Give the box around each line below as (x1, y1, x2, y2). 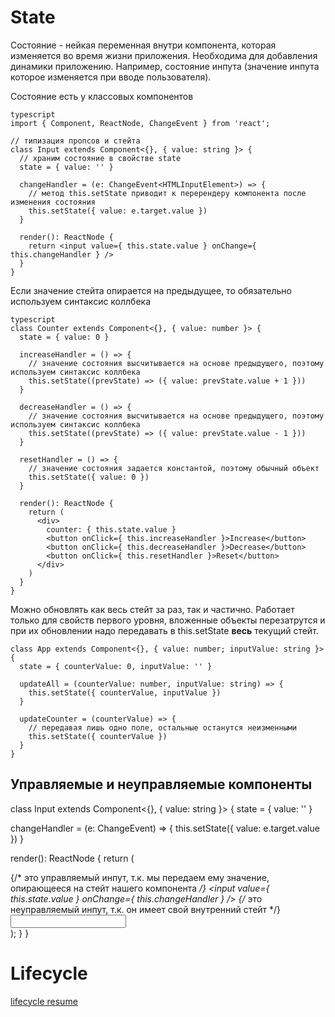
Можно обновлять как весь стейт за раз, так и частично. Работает (10, 603, 295, 615)
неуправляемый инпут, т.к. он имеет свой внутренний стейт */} (10, 903, 282, 915)
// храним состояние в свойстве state (19, 153, 182, 163)
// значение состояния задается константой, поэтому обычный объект (28, 463, 320, 473)
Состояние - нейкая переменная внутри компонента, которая (10, 39, 277, 51)
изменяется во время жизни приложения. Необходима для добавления (10, 49, 318, 61)
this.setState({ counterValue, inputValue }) (28, 687, 222, 698)
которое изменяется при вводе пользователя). (10, 71, 212, 83)
